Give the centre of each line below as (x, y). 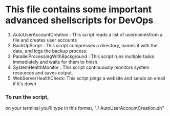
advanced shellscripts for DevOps (79, 20)
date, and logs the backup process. (50, 51)
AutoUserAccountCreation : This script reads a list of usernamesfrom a (88, 34)
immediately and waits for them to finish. (56, 62)
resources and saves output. (43, 72)
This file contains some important (79, 9)
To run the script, (27, 97)
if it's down (25, 84)
